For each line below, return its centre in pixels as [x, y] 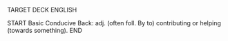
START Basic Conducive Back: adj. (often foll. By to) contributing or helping [114, 23]
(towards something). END [45, 30]
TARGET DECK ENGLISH [42, 10]
